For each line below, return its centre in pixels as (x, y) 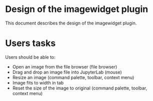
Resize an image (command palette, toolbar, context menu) (73, 77)
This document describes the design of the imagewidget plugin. (71, 23)
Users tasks (30, 43)
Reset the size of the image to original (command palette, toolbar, (80, 88)
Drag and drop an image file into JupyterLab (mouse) (67, 72)
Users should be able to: (30, 57)
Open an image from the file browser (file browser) (65, 66)
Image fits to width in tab (38, 82)
